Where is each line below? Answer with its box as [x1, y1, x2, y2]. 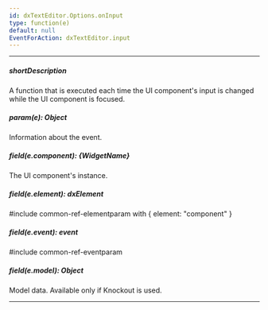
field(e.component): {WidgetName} [9, 150, 130, 160]
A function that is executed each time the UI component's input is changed [9, 86, 254, 95]
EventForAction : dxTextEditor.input [9, 33, 130, 42]
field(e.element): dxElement [9, 188, 104, 199]
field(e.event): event [9, 227, 79, 237]
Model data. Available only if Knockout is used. [9, 285, 162, 295]
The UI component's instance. [9, 171, 108, 180]
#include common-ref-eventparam [9, 247, 122, 257]
